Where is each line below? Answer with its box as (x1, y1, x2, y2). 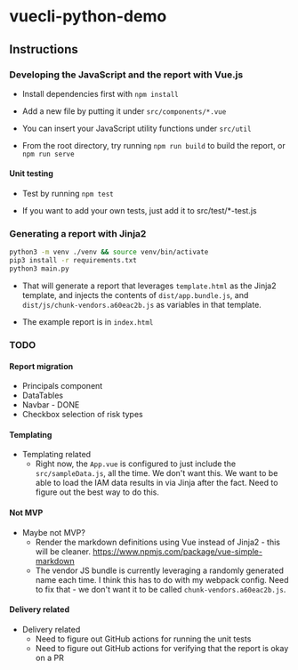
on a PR (35, 652, 64, 663)
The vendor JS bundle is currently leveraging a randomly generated (35, 565, 285, 576)
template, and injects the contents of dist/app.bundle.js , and (21, 290, 249, 300)
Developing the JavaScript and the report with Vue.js (9, 69, 244, 81)
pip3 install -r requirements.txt (9, 256, 138, 265)
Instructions (9, 42, 78, 57)
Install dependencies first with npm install (21, 88, 180, 99)
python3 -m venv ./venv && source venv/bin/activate (9, 247, 209, 257)
